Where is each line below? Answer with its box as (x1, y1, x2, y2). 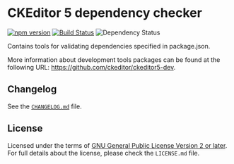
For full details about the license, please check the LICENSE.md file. (7, 149, 200, 157)
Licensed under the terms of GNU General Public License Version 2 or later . (7, 141, 228, 149)
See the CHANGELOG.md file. (7, 102, 83, 111)
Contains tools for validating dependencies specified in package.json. (7, 42, 211, 50)
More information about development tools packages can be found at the (7, 55, 221, 64)
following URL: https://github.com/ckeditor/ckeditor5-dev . (7, 63, 176, 71)
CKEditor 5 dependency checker (7, 5, 203, 21)
